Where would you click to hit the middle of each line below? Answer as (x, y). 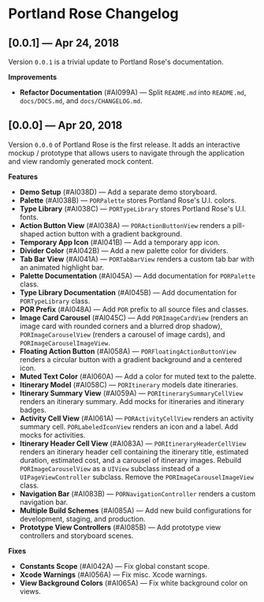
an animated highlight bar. (62, 267)
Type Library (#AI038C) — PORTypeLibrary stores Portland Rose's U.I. (133, 208)
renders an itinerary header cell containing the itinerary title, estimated (134, 451)
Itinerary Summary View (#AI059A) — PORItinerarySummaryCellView (131, 393)
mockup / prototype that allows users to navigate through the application (126, 153)
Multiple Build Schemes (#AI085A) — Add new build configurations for (136, 510)
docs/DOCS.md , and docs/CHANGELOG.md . (81, 101)
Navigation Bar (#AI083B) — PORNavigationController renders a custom (138, 493)
